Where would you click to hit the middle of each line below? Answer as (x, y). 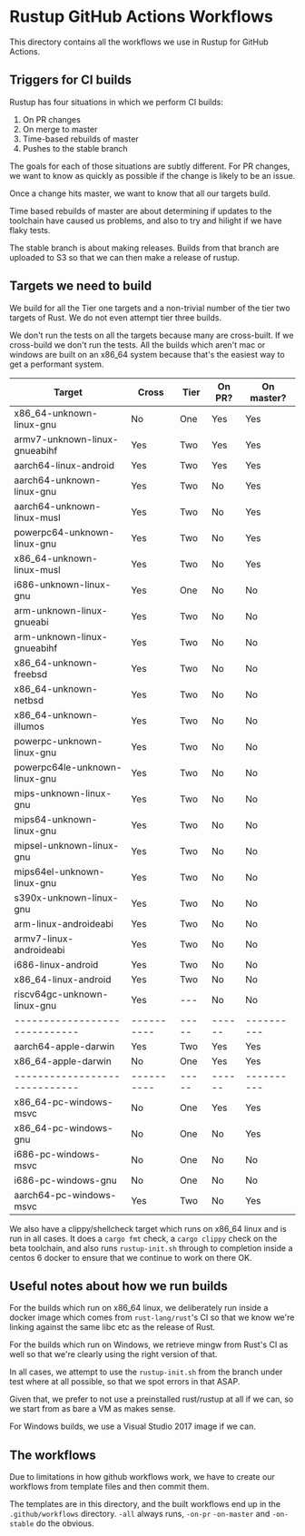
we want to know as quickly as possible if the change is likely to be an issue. (152, 175)
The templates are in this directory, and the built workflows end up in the (145, 1504)
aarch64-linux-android (64, 465)
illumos (30, 726)
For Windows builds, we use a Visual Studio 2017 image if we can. (133, 1426)
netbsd (29, 700)
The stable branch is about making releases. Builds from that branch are (144, 248)
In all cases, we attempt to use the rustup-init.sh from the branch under (146, 1372)
